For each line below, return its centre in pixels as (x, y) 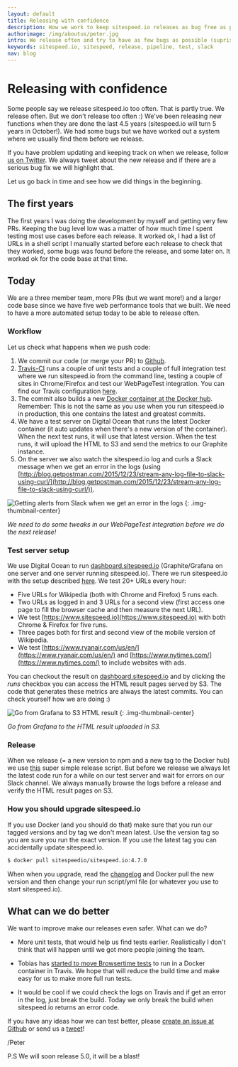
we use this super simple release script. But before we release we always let (119, 768)
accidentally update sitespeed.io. (56, 847)
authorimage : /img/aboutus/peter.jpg (63, 34)
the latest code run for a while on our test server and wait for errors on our (116, 776)
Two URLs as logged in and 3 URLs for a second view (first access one (121, 602)
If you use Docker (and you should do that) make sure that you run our (110, 825)
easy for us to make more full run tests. (75, 979)
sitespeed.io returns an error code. (68, 1007)
